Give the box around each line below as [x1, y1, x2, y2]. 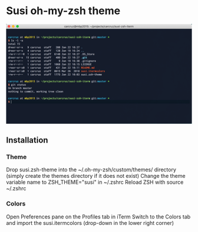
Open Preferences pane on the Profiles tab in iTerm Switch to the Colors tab [6, 213, 191, 220]
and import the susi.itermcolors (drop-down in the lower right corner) [6, 219, 174, 226]
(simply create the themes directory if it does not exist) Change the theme [6, 173, 186, 180]
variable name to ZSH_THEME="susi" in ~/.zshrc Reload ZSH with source [6, 178, 184, 186]
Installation [6, 135, 48, 145]
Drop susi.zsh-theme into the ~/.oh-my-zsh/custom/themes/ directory [6, 166, 177, 173]
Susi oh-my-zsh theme [6, 4, 121, 18]
